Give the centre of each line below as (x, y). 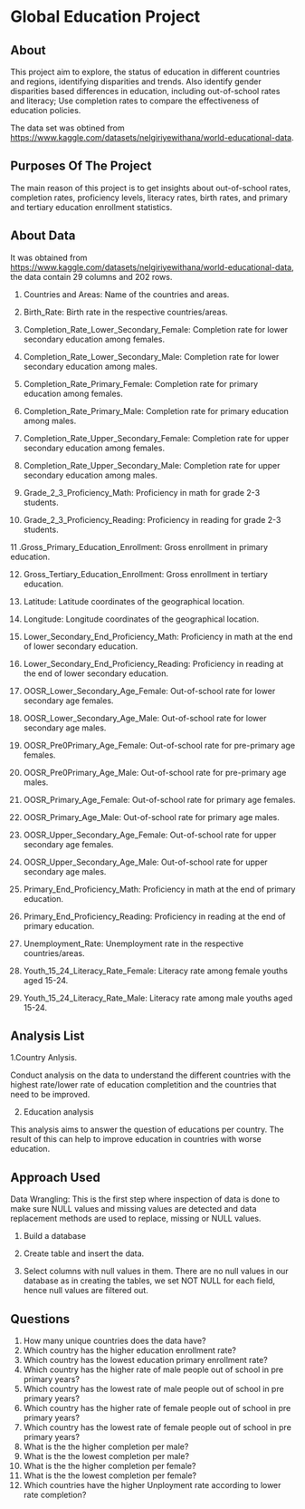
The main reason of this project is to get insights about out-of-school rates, (150, 188)
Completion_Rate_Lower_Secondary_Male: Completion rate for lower (151, 356)
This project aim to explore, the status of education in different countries (145, 72)
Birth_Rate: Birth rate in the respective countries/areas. (126, 312)
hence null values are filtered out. (86, 1291)
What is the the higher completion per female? (110, 1466)
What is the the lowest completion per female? (110, 1475)
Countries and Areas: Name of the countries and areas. (126, 294)
